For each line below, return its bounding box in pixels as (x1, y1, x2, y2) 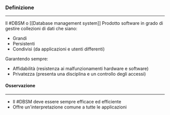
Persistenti (12, 41, 35, 47)
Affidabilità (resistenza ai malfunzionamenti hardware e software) (12, 66, 149, 72)
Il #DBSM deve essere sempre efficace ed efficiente (12, 98, 121, 104)
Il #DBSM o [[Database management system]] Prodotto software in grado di (5, 20, 163, 26)
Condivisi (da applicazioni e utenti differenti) (12, 46, 105, 52)
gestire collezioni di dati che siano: (5, 26, 77, 32)
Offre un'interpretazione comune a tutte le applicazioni (12, 104, 127, 110)
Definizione (5, 4, 34, 11)
